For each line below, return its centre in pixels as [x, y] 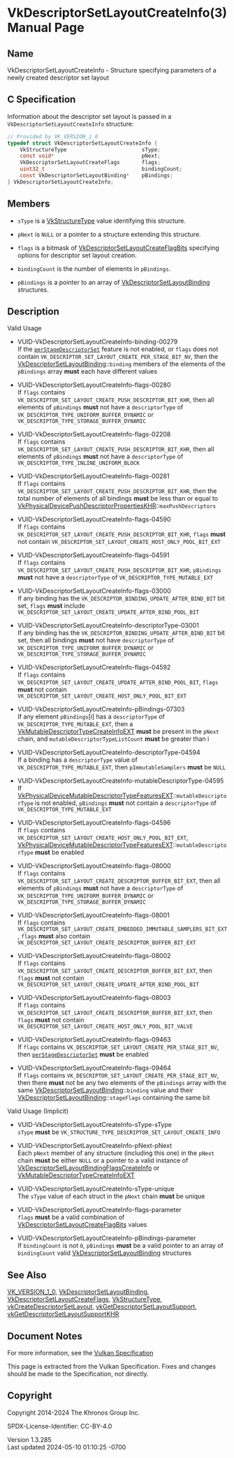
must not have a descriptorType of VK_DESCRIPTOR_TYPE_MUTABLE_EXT [115, 577]
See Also [27, 1275]
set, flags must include [51, 606]
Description [33, 312]
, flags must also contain [54, 936]
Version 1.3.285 [29, 1439]
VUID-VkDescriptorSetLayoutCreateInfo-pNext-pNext [95, 1146]
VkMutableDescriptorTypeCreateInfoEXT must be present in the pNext [118, 732]
